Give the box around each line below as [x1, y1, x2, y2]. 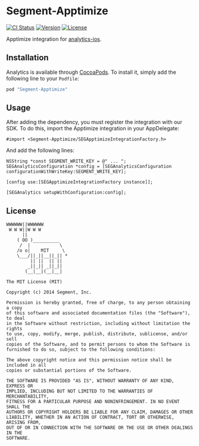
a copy [6, 305, 23, 311]
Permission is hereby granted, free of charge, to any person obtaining [6, 300, 191, 306]
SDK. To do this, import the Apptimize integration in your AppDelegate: [6, 125, 180, 132]
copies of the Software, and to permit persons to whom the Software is [6, 341, 191, 348]
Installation [6, 52, 49, 63]
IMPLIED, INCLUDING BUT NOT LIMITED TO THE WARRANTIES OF [6, 388, 153, 394]
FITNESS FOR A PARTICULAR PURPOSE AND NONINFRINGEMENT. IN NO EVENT [6, 399, 180, 405]
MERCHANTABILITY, [6, 394, 49, 400]
